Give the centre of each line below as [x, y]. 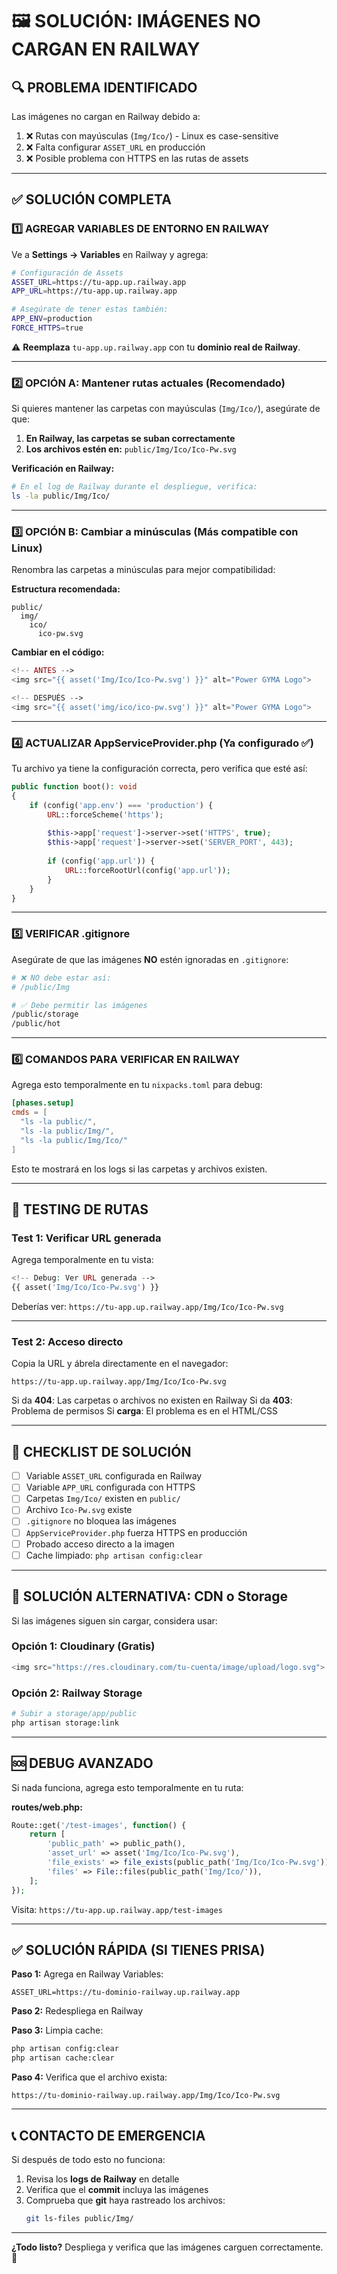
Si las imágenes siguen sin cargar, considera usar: [114, 1620]
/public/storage [45, 1014]
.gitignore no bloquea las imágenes [101, 1521]
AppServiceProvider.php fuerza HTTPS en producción [136, 1532]
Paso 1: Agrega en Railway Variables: [87, 1974]
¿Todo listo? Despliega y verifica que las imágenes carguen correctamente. [167, 2247]
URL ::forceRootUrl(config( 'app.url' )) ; [147, 870]
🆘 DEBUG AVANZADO [82, 1763]
